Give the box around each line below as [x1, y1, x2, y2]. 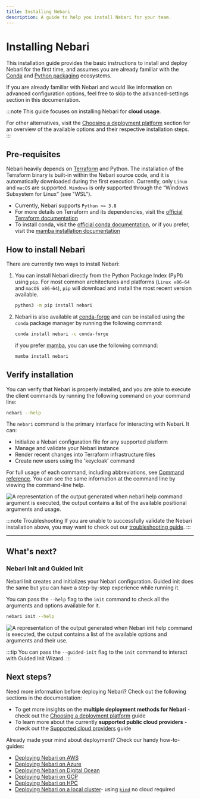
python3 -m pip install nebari [14, 302, 93, 308]
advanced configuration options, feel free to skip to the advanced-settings [6, 90, 189, 97]
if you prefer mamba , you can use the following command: [14, 342, 158, 349]
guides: [6, 742, 25, 750]
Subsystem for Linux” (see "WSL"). [6, 191, 92, 198]
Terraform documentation [14, 215, 79, 222]
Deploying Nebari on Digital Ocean [14, 766, 100, 774]
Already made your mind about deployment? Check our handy [6, 736, 159, 743]
